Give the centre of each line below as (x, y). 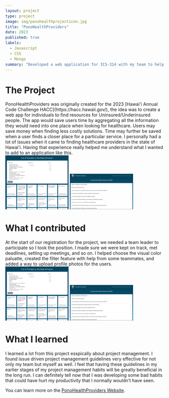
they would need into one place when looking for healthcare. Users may (80, 126)
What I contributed (46, 228)
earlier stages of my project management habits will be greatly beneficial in (84, 370)
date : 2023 (17, 32)
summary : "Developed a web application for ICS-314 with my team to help (85, 64)
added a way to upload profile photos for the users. (59, 264)
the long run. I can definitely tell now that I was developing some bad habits (84, 375)
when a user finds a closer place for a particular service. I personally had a (83, 137)
